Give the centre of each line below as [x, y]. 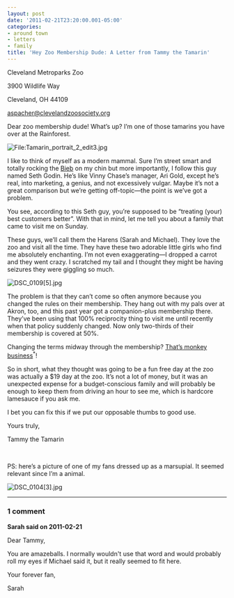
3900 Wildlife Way [34, 86]
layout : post [26, 14]
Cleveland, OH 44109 [38, 99]
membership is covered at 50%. [53, 333]
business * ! [22, 355]
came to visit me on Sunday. [48, 226]
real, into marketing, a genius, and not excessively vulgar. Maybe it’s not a [113, 183]
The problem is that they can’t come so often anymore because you [104, 296]
